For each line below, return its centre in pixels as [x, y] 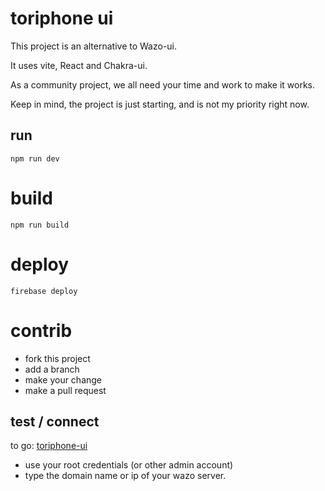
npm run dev [35, 158]
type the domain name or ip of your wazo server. [125, 476]
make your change [63, 379]
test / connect [55, 421]
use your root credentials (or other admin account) [129, 465]
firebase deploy [44, 291]
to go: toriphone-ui [49, 446]
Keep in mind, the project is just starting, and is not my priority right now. [160, 104]
